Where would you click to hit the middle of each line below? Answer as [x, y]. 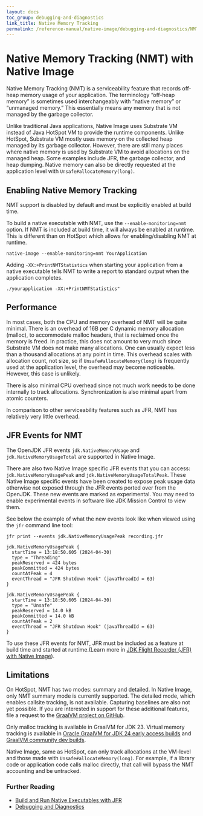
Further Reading [31, 787]
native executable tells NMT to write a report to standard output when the [98, 271]
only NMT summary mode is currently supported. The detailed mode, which [101, 696]
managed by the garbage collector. [50, 114]
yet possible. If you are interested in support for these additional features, [98, 709]
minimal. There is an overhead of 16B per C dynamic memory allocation [95, 328]
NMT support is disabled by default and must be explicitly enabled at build [99, 205]
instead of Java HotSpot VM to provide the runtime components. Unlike [95, 133]
